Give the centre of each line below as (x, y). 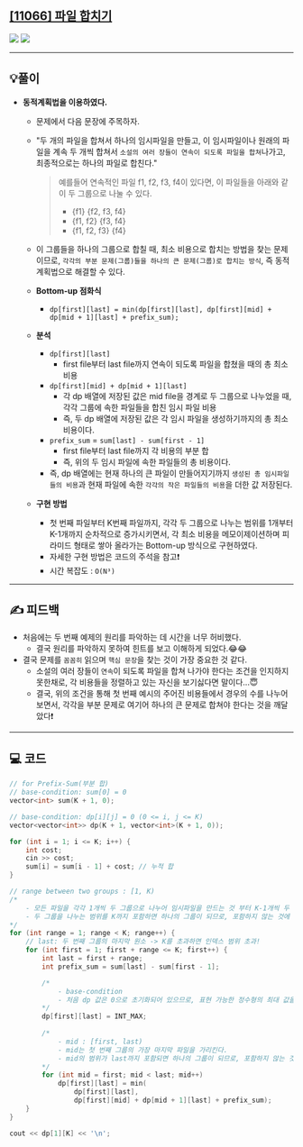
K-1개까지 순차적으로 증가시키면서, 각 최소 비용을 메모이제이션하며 (165, 533)
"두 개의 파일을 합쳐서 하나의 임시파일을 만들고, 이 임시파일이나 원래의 (158, 140)
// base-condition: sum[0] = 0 (68, 792)
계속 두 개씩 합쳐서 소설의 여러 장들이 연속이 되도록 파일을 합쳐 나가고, (169, 151)
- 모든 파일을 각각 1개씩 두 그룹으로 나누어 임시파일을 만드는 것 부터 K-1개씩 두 (158, 908)
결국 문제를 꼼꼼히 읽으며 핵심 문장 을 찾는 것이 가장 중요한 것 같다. (135, 660)
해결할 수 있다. (100, 271)
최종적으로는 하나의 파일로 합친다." (96, 163)
